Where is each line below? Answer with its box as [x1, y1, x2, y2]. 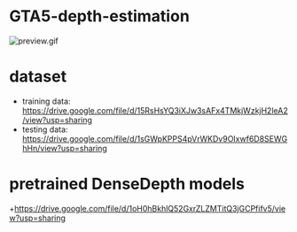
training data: [21, 96, 71, 106]
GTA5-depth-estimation [9, 6, 191, 27]
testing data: [21, 124, 68, 135]
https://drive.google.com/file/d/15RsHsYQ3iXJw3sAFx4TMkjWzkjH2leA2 [21, 104, 288, 116]
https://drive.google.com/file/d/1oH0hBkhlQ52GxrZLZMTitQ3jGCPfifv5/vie [14, 203, 286, 213]
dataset [9, 66, 67, 87]
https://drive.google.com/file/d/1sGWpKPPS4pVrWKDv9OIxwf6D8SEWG [21, 133, 288, 143]
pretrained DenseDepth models [9, 174, 246, 194]
